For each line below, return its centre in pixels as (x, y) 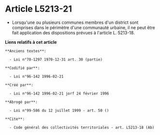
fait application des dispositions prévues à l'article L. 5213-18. (73, 33)
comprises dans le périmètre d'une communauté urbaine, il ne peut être (84, 27)
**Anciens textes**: (26, 51)
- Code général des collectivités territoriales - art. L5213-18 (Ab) (82, 127)
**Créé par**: (19, 85)
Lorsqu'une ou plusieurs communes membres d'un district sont (75, 22)
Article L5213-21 (39, 9)
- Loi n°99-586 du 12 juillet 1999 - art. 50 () (59, 110)
